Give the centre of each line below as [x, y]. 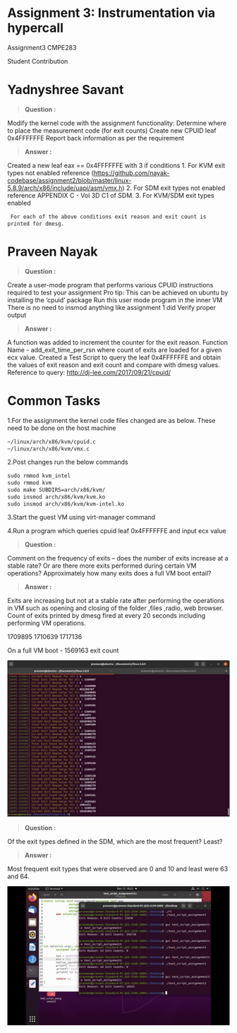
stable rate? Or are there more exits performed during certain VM [102, 566]
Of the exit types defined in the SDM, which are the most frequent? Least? [115, 841]
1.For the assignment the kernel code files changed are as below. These [111, 420]
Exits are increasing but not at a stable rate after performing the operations [116, 600]
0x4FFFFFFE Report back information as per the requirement [96, 138]
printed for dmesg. [36, 224]
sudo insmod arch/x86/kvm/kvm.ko [56, 497]
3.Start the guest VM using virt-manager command [81, 517]
